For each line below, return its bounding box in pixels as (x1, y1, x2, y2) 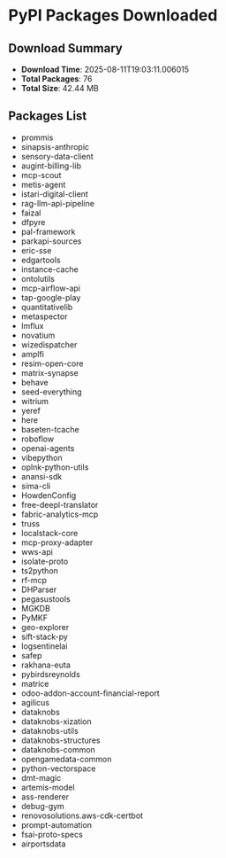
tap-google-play (20, 292, 81, 302)
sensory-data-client (20, 151, 94, 161)
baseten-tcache (20, 424, 80, 434)
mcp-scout (20, 169, 62, 180)
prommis (20, 132, 54, 143)
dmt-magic (20, 772, 62, 783)
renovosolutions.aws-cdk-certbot (20, 810, 143, 821)
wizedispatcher (20, 339, 78, 350)
